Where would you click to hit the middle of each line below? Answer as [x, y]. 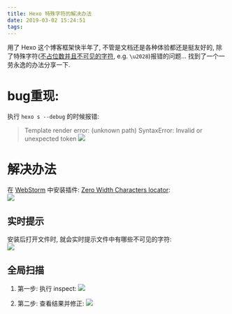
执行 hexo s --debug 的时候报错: [53, 117]
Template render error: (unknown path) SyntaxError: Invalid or [113, 131]
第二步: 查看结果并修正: [51, 303]
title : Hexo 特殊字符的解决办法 [50, 14]
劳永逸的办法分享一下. [39, 65]
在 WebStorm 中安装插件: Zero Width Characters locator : [89, 190]
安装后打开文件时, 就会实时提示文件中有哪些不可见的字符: [90, 239]
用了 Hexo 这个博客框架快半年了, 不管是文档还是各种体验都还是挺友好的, [111, 48]
